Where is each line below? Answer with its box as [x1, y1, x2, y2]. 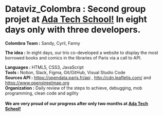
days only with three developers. [5, 24, 141, 35]
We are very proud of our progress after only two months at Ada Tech [5, 100, 148, 106]
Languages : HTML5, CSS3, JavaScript [5, 64, 84, 70]
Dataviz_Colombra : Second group [5, 3, 146, 15]
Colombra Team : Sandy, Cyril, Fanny [5, 40, 80, 46]
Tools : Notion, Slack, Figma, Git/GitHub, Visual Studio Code [5, 69, 126, 75]
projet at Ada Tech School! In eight [5, 14, 147, 25]
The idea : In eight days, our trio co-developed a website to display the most [5, 50, 159, 56]
